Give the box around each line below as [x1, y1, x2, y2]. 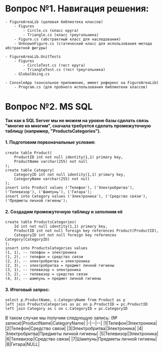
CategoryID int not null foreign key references [14, 233, 117, 238]
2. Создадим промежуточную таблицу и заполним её [5, 209, 123, 214]
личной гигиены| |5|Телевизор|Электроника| [63, 331, 159, 337]
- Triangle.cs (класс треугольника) [23, 32, 99, 37]
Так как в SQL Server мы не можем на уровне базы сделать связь [5, 117, 149, 123]
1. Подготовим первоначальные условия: [5, 140, 96, 145]
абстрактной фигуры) [5, 45, 48, 50]
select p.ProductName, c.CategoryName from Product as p [5, 297, 126, 303]
